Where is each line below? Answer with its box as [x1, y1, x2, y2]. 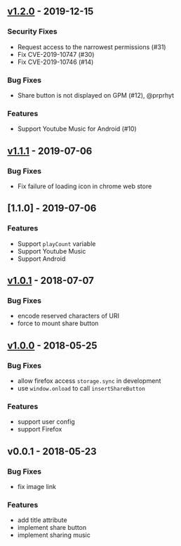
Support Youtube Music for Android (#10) [17, 124, 137, 133]
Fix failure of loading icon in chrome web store [17, 182, 152, 190]
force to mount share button [17, 319, 99, 327]
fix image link [17, 483, 56, 491]
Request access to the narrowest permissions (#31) [17, 42, 166, 51]
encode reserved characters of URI [17, 312, 119, 320]
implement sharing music [17, 531, 91, 540]
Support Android [17, 254, 66, 263]
